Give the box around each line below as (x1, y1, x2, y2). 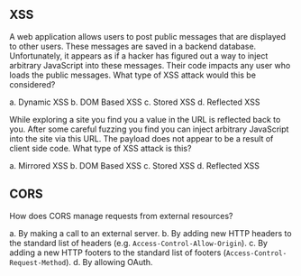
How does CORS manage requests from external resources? (9, 210, 233, 221)
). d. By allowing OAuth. (66, 256, 153, 267)
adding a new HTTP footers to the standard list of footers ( (9, 247, 227, 258)
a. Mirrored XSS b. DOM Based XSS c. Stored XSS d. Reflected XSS (9, 160, 260, 170)
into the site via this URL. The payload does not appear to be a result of (9, 133, 274, 143)
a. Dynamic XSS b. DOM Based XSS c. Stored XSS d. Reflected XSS (9, 97, 260, 107)
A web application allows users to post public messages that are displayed (9, 31, 287, 41)
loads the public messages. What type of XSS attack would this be (9, 69, 257, 80)
